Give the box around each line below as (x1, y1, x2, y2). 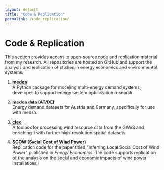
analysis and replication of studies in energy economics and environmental (5, 65, 157, 70)
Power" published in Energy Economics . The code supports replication (12, 150, 156, 156)
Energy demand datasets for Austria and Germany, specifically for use (12, 104, 155, 110)
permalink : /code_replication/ (5, 16, 69, 21)
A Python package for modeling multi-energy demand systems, (12, 84, 141, 90)
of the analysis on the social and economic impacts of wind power (12, 155, 147, 161)
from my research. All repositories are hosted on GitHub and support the (5, 59, 152, 65)
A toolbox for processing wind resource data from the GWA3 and (12, 124, 144, 131)
